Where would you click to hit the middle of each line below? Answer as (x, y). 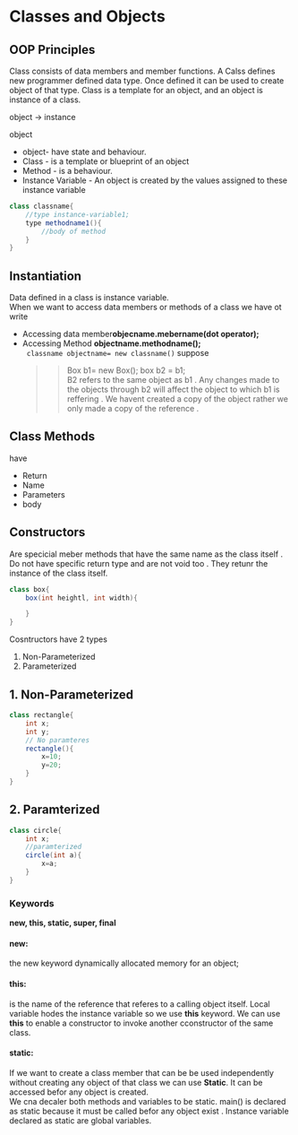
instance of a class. (45, 100)
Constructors (47, 532)
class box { (30, 589)
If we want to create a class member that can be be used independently (142, 1072)
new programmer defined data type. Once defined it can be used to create (147, 81)
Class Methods (52, 437)
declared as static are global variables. (81, 1120)
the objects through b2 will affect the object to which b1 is (173, 390)
